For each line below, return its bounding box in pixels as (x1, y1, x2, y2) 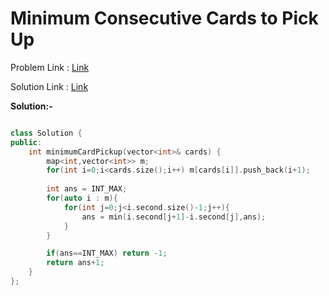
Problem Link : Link (10, 61, 90, 73)
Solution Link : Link (10, 80, 89, 92)
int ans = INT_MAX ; (46, 184, 128, 194)
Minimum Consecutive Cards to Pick (10, 7, 319, 30)
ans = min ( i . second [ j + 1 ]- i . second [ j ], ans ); (81, 212, 267, 222)
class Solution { (10, 128, 83, 138)
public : (10, 137, 43, 147)
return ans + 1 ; (46, 258, 105, 268)
